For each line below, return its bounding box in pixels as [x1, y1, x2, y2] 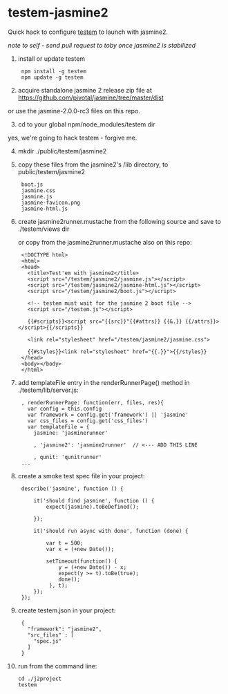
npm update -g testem [21, 74, 84, 81]
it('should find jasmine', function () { [33, 497, 155, 504]
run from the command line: [17, 662, 97, 670]
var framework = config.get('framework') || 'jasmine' [27, 411, 189, 418]
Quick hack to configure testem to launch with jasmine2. [8, 28, 169, 36]
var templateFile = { [27, 423, 90, 430]
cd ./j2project [17, 675, 62, 682]
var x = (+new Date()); [46, 545, 115, 552]
